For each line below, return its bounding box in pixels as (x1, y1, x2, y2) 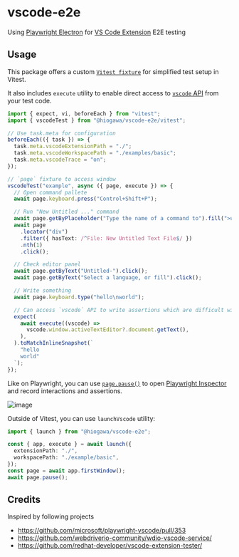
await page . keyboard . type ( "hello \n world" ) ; (14, 293, 144, 301)
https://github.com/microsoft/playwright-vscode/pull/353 (17, 526, 186, 535)
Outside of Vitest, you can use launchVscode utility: (7, 414, 155, 422)
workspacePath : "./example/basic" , (14, 454, 119, 462)
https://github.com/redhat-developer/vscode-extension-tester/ (17, 541, 203, 550)
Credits (7, 494, 41, 506)
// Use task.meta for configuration (7, 130, 116, 137)
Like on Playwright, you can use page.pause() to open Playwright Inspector (7, 379, 227, 387)
